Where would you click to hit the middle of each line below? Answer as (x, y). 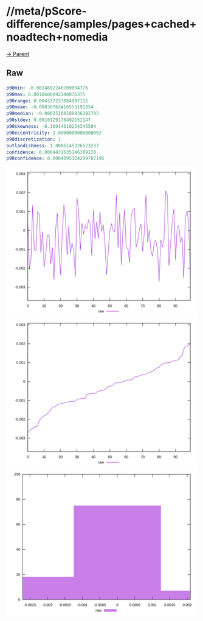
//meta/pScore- (46, 11)
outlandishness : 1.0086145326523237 (53, 146)
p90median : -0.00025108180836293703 (53, 114)
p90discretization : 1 (34, 139)
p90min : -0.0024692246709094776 (47, 88)
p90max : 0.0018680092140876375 (46, 94)
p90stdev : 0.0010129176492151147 (49, 120)
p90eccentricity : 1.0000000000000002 (54, 133)
